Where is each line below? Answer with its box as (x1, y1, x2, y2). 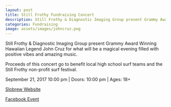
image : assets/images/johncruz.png (5, 26, 81, 32)
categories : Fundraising (5, 21, 58, 27)
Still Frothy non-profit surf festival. (5, 67, 77, 73)
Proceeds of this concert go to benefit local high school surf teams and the (5, 61, 163, 67)
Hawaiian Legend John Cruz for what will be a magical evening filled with (5, 46, 159, 52)
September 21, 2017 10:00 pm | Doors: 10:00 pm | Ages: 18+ (5, 76, 131, 83)
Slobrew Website (5, 86, 41, 92)
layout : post (5, 7, 33, 13)
